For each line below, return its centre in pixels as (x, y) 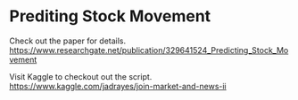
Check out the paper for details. (68, 41)
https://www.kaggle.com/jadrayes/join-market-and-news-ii (118, 86)
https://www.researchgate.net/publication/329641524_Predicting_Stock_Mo (149, 50)
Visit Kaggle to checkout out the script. (81, 76)
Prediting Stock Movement (110, 16)
